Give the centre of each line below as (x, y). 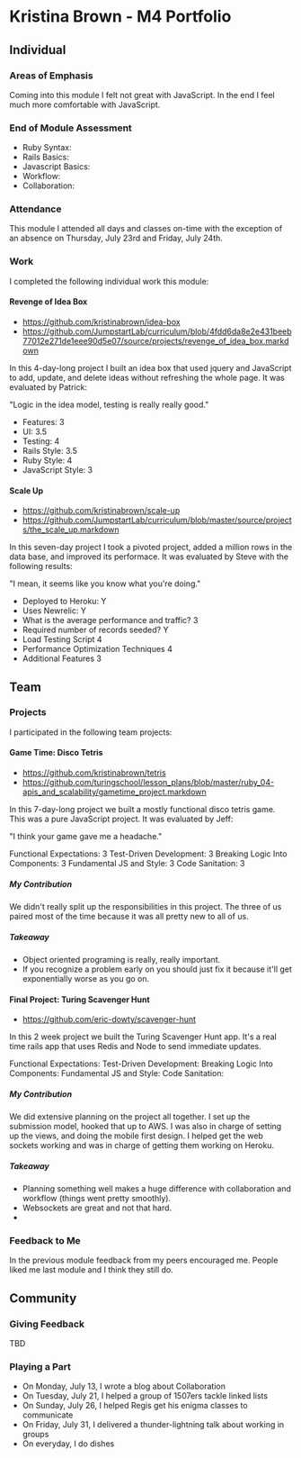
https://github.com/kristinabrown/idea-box (102, 321)
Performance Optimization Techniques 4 (97, 649)
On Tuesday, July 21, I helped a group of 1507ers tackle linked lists (145, 1396)
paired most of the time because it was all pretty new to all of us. (129, 917)
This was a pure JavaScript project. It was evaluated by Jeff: (121, 819)
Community (43, 1298)
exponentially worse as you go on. (86, 978)
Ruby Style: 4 (47, 460)
